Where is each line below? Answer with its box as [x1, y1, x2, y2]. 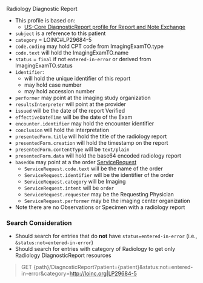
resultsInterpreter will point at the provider [15, 101, 126, 108]
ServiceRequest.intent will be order [24, 184, 114, 191]
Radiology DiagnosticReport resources [15, 251, 111, 259]
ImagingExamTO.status [15, 62, 73, 69]
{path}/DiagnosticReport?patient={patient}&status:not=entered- [33, 264, 193, 271]
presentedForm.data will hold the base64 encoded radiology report [15, 152, 182, 159]
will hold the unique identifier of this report [24, 75, 131, 82]
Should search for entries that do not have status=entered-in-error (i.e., [15, 233, 198, 240]
